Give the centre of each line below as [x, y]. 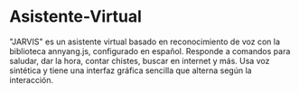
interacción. [32, 79]
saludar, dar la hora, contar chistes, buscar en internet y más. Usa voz [140, 60]
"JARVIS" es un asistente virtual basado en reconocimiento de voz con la [145, 42]
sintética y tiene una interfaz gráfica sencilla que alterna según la [131, 70]
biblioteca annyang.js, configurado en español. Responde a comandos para [150, 51]
